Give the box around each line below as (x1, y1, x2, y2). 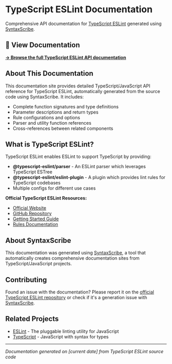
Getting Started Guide (12, 216, 59, 222)
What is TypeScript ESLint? (5, 140, 94, 149)
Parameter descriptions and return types (12, 109, 99, 115)
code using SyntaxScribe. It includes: (5, 94, 84, 100)
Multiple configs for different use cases (12, 185, 96, 191)
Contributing (5, 275, 47, 284)
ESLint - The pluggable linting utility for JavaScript (12, 328, 119, 334)
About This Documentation (5, 69, 94, 78)
